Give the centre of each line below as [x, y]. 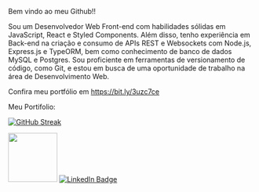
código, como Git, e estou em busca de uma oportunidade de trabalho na [127, 68]
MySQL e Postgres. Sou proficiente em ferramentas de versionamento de [127, 60]
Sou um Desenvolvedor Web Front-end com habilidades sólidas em [117, 26]
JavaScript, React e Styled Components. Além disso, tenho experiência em [129, 35]
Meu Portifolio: [32, 107]
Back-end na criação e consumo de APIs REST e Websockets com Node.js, [130, 43]
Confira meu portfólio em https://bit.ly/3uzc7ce [84, 92]
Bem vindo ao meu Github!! [52, 11]
